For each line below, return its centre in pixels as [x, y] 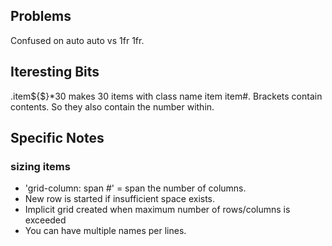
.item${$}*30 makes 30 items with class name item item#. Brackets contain [166, 96]
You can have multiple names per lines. [105, 231]
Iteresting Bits [55, 72]
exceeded [45, 220]
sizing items [40, 166]
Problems [41, 16]
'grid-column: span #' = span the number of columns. [135, 188]
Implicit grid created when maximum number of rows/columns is [157, 210]
